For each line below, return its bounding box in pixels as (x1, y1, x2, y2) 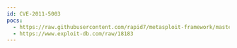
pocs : (6, 17, 23, 24)
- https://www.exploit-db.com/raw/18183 (13, 30, 134, 37)
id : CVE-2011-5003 (6, 10, 61, 18)
